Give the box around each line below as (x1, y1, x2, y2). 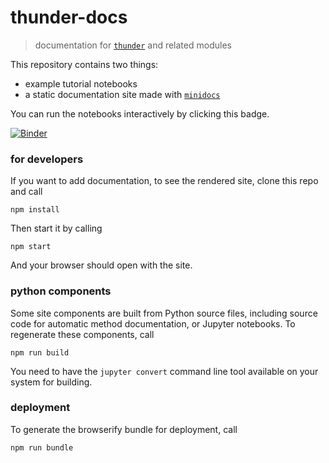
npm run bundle (10, 442, 74, 453)
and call (10, 186, 43, 198)
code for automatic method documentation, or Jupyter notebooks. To (10, 317, 296, 330)
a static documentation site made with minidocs (24, 88, 221, 100)
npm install (10, 205, 60, 215)
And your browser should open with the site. (10, 259, 193, 271)
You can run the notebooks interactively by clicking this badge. (10, 107, 270, 120)
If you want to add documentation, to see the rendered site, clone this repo (10, 175, 319, 187)
